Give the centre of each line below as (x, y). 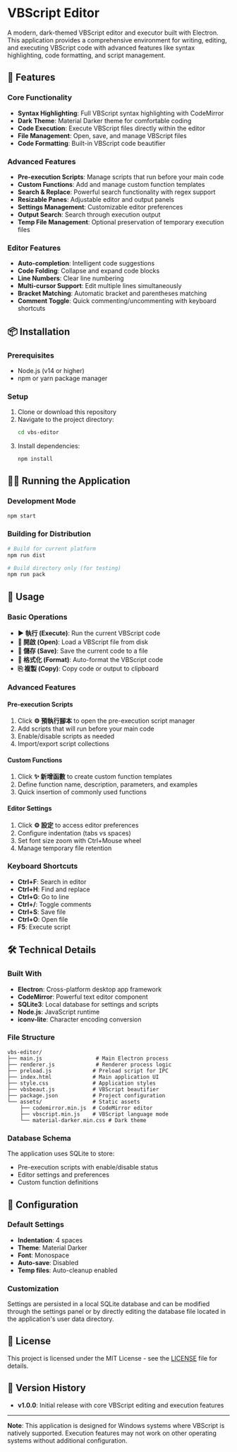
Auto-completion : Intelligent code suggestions (86, 263)
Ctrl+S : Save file (42, 912)
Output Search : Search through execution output (89, 215)
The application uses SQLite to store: (61, 1154)
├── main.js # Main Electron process (88, 1058)
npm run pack (26, 575)
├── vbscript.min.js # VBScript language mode (95, 1114)
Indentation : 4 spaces (50, 1240)
